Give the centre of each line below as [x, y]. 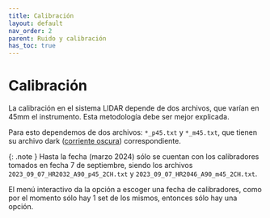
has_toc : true [32, 46]
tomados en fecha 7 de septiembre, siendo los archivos [101, 166]
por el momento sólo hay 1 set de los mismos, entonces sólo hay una [123, 198]
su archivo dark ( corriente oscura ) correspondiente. [95, 141]
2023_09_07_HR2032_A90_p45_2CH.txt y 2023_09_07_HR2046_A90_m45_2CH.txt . [133, 174]
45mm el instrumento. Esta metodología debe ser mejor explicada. [119, 117]
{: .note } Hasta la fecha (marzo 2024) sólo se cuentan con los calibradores [134, 157]
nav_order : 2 [30, 31]
